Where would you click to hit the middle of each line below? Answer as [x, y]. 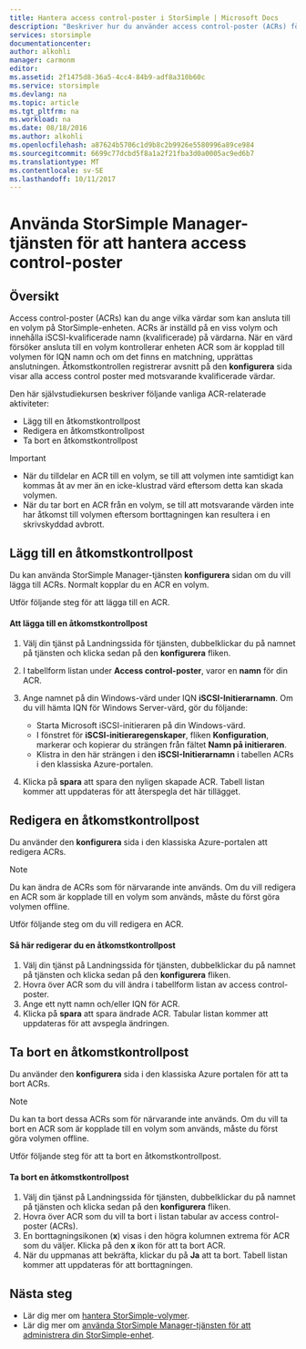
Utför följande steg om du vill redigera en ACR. [97, 924]
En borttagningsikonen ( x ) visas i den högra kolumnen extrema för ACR [156, 1236]
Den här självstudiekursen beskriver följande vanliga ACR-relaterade [138, 394]
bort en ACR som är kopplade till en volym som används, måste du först [144, 1129]
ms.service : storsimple [55, 86]
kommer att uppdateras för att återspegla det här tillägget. [132, 792]
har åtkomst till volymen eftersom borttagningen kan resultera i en [146, 515]
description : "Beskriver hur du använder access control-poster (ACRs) [148, 26]
